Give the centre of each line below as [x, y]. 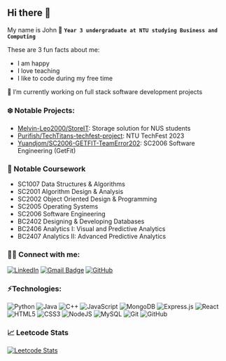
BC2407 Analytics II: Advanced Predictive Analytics [92, 237]
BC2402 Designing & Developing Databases [81, 221]
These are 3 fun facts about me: [54, 49]
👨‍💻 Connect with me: [44, 255]
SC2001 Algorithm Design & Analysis [70, 192]
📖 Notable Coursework [47, 169]
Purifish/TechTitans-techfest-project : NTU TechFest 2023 [101, 136]
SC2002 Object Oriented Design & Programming [87, 199]
